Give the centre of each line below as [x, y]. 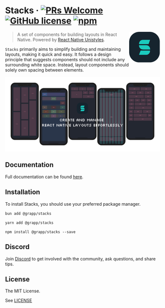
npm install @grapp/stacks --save [41, 232]
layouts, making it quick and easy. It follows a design [58, 54]
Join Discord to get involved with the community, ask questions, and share [81, 259]
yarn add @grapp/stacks [29, 223]
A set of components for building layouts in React [67, 34]
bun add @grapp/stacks [28, 213]
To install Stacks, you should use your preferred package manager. [73, 204]
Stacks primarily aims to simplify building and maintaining [63, 49]
